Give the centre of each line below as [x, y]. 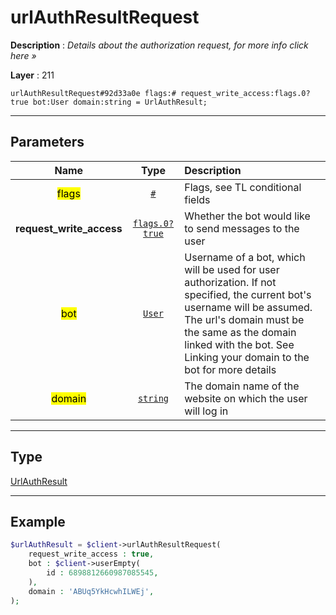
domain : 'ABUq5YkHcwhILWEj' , [91, 591]
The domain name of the [242, 386]
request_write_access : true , [91, 554]
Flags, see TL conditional [243, 187]
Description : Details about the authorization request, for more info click [159, 45]
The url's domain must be [244, 319]
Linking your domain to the [247, 357]
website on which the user [246, 398]
